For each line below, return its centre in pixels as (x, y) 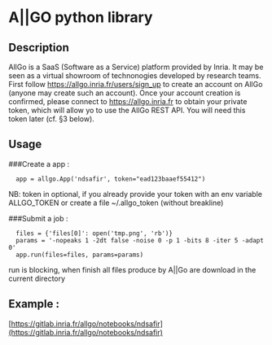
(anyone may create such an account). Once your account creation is (125, 93)
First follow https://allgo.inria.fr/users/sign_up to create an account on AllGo (136, 84)
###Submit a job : (38, 218)
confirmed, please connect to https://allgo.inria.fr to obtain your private (128, 101)
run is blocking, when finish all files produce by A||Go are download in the (132, 269)
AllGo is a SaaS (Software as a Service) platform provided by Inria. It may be (136, 67)
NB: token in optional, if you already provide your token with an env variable (136, 194)
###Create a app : (39, 164)
